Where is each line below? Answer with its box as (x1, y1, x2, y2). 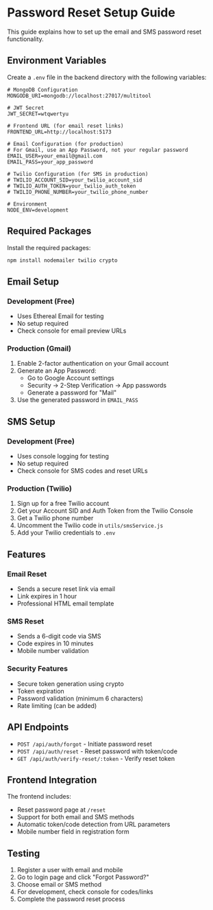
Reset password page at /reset (16, 806, 106, 814)
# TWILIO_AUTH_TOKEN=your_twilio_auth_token (7, 182, 136, 190)
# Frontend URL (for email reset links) (7, 122, 125, 129)
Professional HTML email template (16, 599, 114, 608)
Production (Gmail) (7, 344, 72, 353)
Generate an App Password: (16, 366, 97, 375)
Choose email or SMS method (16, 880, 101, 889)
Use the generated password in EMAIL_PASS (16, 396, 138, 404)
